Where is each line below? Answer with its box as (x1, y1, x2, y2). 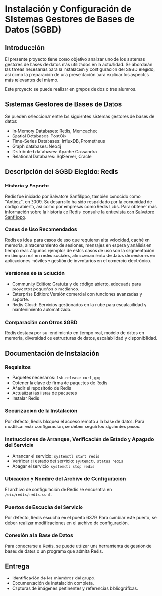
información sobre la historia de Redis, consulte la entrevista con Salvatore (5, 209, 154, 215)
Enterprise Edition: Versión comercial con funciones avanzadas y (12, 291, 142, 297)
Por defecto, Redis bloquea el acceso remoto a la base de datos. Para (5, 419, 145, 425)
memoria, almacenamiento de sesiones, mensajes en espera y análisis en (5, 242, 152, 248)
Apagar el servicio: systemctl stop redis (12, 463, 95, 469)
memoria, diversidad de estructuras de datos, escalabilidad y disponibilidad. (5, 335, 158, 341)
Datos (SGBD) (5, 24, 62, 35)
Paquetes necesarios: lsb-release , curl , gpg (12, 375, 101, 381)
